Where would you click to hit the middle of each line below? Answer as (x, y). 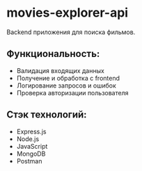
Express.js (31, 131)
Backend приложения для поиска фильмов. (71, 32)
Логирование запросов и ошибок (66, 85)
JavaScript (32, 146)
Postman (29, 161)
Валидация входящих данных (61, 70)
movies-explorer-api (68, 13)
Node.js (28, 139)
